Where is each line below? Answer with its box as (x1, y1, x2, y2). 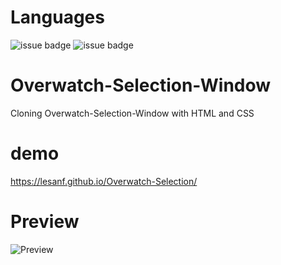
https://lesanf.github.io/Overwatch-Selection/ (10, 175, 198, 187)
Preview (10, 211, 80, 233)
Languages (10, 6, 105, 29)
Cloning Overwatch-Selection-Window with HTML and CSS (10, 107, 255, 119)
